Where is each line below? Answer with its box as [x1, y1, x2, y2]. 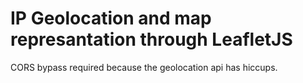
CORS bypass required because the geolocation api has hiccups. [10, 61, 278, 73]
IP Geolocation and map [10, 7, 212, 30]
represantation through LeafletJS [10, 28, 293, 51]
